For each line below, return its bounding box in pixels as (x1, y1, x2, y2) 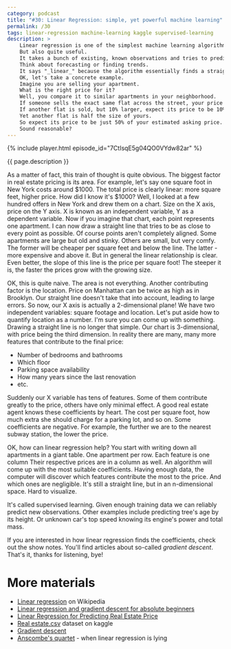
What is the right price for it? (19, 87, 115, 94)
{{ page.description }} (7, 158, 69, 166)
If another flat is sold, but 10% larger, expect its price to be (19, 106, 214, 113)
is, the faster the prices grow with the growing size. (7, 266, 153, 274)
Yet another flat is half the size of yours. (19, 112, 153, 119)
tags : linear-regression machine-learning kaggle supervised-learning (7, 29, 214, 36)
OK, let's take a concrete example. (19, 74, 125, 81)
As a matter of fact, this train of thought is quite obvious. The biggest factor (7, 171, 221, 179)
